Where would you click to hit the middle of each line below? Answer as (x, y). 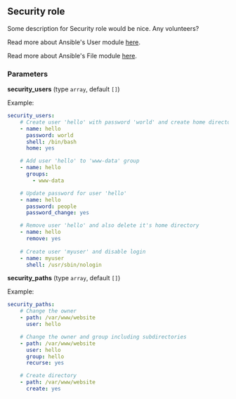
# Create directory (48, 376)
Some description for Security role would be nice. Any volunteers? (103, 28)
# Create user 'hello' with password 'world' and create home (113, 122)
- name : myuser (42, 258)
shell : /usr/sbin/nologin (64, 265)
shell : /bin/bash (51, 142)
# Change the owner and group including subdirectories (104, 336)
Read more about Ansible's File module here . (72, 55)
